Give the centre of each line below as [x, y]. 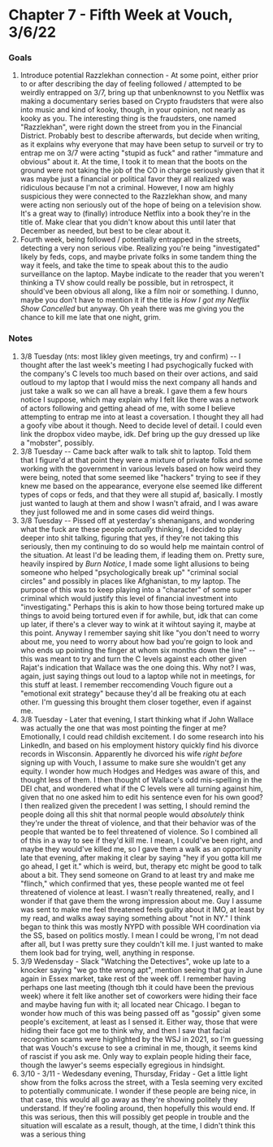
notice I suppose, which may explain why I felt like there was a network [139, 399]
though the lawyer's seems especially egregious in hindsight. [123, 1065]
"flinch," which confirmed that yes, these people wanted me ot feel [132, 883]
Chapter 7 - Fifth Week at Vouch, [121, 15]
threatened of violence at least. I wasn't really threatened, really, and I [137, 892]
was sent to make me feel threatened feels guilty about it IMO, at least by [142, 909]
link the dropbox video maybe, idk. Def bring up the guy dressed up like [140, 434]
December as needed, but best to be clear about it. [106, 231]
